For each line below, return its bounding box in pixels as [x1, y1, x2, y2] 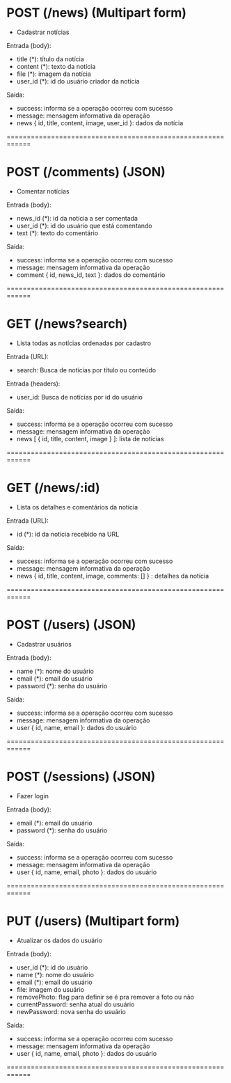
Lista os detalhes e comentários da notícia [16, 503, 138, 511]
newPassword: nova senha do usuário [16, 1007, 126, 1015]
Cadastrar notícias [16, 28, 70, 36]
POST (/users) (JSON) [6, 617, 136, 633]
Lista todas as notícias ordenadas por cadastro [16, 339, 152, 347]
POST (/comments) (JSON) [6, 164, 166, 180]
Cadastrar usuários [16, 640, 72, 648]
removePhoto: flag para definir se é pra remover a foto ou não [16, 993, 194, 1001]
